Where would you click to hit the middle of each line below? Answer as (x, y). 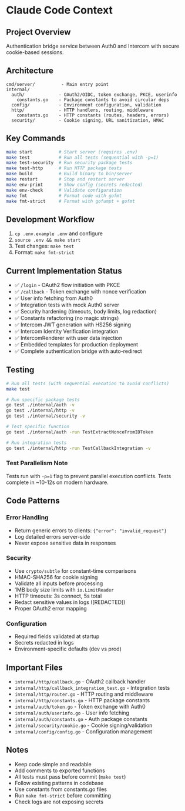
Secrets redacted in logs (44, 643)
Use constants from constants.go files (61, 789)
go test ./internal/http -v (41, 410)
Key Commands (36, 138)
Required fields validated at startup (57, 636)
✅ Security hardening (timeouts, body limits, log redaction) (86, 311)
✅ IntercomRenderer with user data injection (68, 338)
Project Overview (38, 32)
